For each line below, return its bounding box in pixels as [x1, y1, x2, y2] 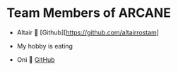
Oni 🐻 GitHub [16, 55, 55, 64]
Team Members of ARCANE [6, 5, 171, 21]
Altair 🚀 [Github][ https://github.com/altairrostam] [16, 28, 160, 37]
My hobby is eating [16, 41, 73, 50]
